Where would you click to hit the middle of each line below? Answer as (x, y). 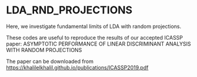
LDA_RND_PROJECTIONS (69, 10)
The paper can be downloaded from (50, 61)
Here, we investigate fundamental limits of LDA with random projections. (94, 26)
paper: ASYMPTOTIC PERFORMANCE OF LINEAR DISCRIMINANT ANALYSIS (98, 44)
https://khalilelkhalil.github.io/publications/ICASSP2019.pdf (77, 67)
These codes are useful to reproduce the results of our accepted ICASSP (95, 37)
